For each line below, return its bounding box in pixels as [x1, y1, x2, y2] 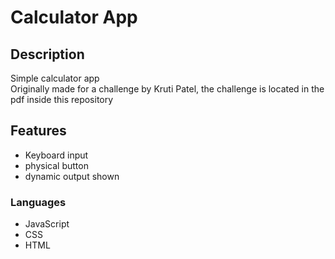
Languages [10, 195, 67, 209]
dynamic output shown [24, 170, 120, 182]
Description [10, 46, 85, 63]
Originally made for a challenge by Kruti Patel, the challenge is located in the [10, 83, 325, 95]
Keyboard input [24, 149, 89, 161]
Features [10, 122, 67, 140]
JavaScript [24, 218, 70, 230]
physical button [24, 159, 89, 171]
